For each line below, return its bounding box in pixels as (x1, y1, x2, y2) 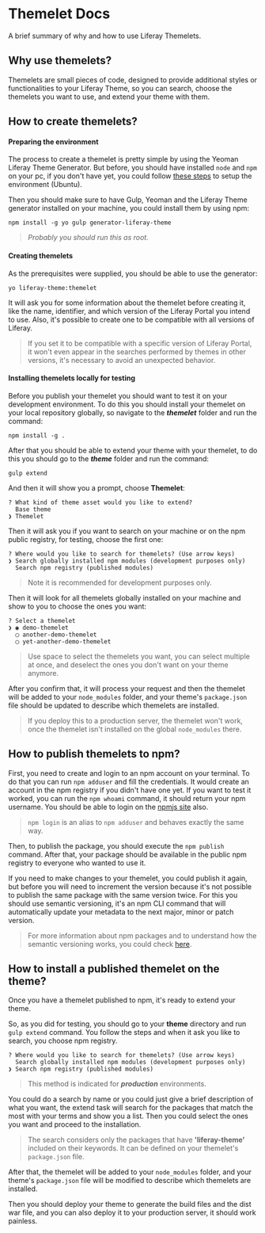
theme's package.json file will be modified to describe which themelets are (8, 1176, 252, 1185)
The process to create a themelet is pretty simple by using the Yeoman (8, 155, 239, 164)
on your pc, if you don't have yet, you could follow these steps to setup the (8, 171, 252, 181)
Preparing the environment (8, 136, 99, 147)
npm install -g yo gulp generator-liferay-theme (8, 219, 172, 227)
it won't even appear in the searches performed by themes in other (27, 346, 247, 357)
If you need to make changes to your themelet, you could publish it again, (8, 873, 248, 883)
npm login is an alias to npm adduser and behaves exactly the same (27, 817, 244, 826)
